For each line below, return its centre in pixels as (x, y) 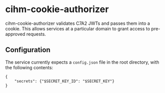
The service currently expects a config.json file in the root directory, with (82, 62)
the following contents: (29, 67)
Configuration (28, 50)
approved (15, 34)
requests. (36, 34)
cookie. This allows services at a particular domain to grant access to (78, 28)
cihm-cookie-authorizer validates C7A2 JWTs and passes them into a (78, 23)
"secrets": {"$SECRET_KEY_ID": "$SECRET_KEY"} (64, 81)
